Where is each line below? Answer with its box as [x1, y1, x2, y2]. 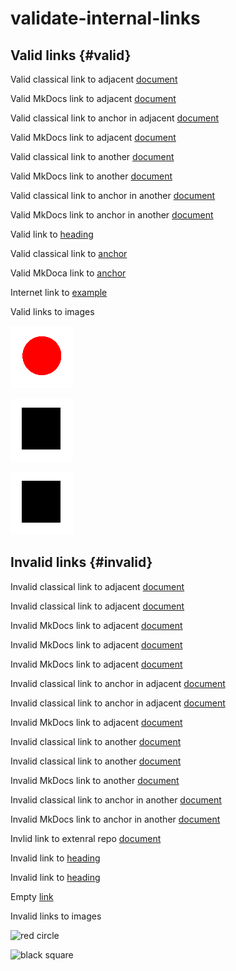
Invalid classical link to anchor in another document [10, 793, 222, 806]
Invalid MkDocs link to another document [10, 774, 180, 786]
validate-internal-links [10, 7, 201, 30]
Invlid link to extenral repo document [10, 832, 162, 844]
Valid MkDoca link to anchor [10, 267, 127, 279]
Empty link [10, 890, 54, 902]
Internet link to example [10, 287, 108, 298]
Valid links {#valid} [10, 47, 132, 64]
